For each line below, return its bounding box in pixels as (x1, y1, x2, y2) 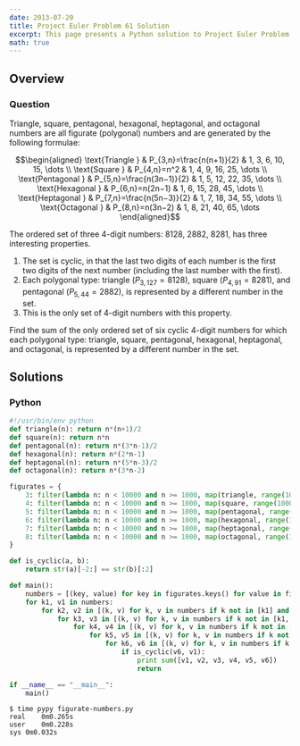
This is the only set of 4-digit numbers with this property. (21, 307, 232, 318)
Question (9, 97, 51, 110)
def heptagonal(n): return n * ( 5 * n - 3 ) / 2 (9, 457, 158, 467)
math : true (9, 38, 50, 47)
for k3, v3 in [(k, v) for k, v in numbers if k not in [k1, (56, 614, 290, 624)
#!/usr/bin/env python (9, 416, 94, 425)
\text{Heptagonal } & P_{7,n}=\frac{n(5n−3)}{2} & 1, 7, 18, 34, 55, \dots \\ (17, 192, 283, 203)
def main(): (9, 582, 54, 591)
